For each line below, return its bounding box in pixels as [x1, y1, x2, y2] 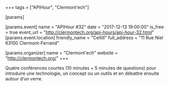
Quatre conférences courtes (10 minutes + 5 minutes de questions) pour [5, 65, 156, 71]
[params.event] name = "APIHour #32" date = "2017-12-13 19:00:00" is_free [5, 24, 164, 30]
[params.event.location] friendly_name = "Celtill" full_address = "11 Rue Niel [5, 35, 163, 40]
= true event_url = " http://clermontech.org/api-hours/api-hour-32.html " [5, 29, 154, 35]
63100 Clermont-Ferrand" [5, 40, 59, 46]
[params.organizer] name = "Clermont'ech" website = [5, 50, 118, 56]
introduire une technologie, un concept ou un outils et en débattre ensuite [5, 70, 159, 76]
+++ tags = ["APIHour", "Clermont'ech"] [5, 5, 89, 10]
